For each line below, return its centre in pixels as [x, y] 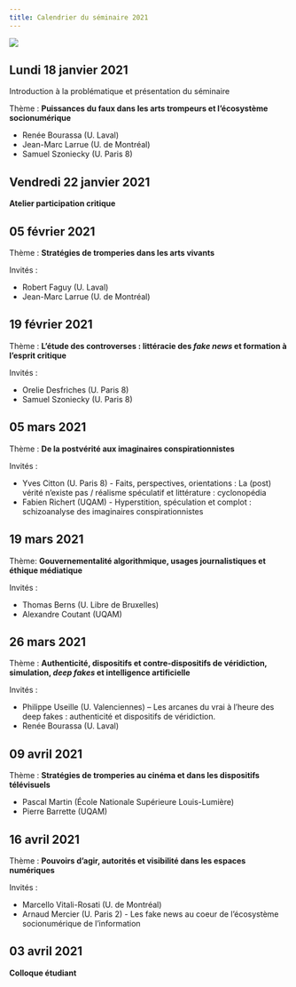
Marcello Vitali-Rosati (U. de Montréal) [92, 904]
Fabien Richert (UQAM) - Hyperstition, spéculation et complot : [137, 502]
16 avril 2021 [44, 839]
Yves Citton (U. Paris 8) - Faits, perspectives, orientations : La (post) [147, 483]
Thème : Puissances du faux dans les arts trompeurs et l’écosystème [139, 108]
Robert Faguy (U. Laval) [65, 287]
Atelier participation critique [62, 203]
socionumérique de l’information [81, 923]
